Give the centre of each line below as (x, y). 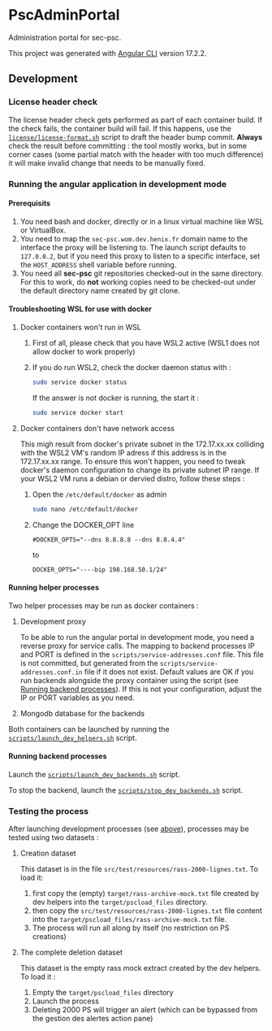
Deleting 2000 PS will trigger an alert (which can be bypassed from (145, 1010)
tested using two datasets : (54, 837)
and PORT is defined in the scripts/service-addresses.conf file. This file (142, 654)
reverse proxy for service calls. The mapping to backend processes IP (137, 646)
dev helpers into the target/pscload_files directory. (120, 902)
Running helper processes (54, 588)
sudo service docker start (78, 412)
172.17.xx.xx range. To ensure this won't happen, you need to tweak (133, 461)
